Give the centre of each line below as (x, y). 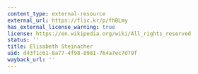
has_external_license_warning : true (61, 27)
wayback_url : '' (31, 60)
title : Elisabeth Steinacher (50, 47)
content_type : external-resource (57, 14)
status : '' (23, 40)
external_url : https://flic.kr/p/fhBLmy (68, 20)
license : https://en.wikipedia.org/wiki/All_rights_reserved (99, 33)
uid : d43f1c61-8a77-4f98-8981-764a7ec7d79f (72, 54)
